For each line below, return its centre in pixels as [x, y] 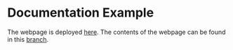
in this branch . [28, 39]
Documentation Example [81, 13]
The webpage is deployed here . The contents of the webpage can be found [116, 32]
